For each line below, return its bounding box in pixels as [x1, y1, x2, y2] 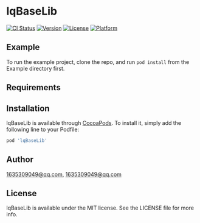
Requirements [6, 82, 61, 93]
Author [6, 154, 33, 165]
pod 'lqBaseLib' [6, 137, 47, 144]
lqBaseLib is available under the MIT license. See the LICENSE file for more [6, 204, 195, 211]
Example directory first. [6, 65, 65, 72]
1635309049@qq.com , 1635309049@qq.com [6, 171, 122, 178]
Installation [6, 103, 50, 113]
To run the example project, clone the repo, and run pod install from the [6, 58, 190, 65]
